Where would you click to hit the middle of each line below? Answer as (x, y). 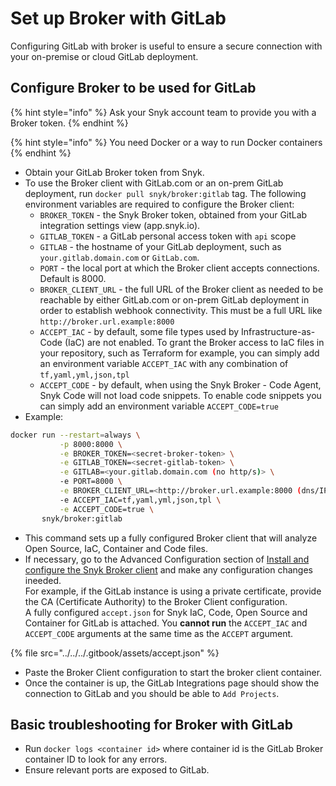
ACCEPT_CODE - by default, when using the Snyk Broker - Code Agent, (180, 384)
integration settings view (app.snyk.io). (120, 225)
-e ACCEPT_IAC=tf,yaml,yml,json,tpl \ (140, 500)
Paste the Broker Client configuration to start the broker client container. (173, 672)
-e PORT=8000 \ (91, 482)
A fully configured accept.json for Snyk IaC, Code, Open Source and (166, 612)
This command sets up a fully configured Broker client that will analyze (171, 538)
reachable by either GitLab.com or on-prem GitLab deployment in (174, 299)
